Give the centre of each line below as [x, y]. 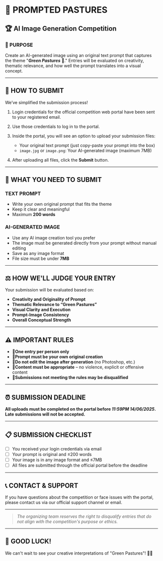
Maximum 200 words [34, 215]
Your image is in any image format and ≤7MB [57, 460]
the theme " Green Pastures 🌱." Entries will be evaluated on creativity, [74, 60]
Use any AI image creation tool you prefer [54, 237]
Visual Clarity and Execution [41, 310]
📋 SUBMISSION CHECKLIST [49, 435]
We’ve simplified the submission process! [47, 102]
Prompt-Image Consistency [41, 315]
